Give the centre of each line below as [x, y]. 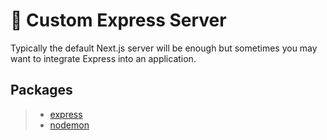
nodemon [69, 125]
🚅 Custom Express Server [118, 20]
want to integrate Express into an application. [103, 58]
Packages [41, 90]
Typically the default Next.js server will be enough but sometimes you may [164, 48]
